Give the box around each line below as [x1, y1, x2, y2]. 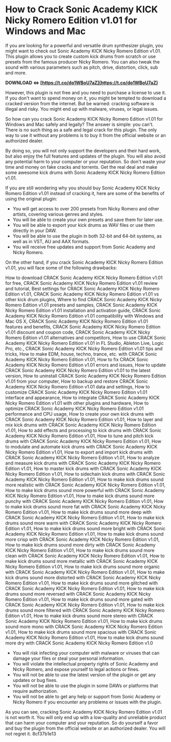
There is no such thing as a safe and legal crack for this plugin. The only [5, 127, 157, 133]
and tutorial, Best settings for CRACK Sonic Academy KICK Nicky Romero [5, 285, 160, 291]
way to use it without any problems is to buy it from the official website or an [5, 132, 166, 138]
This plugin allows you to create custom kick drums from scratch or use [5, 53, 156, 60]
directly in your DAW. [12, 227, 57, 233]
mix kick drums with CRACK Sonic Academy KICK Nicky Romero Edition [5, 422, 157, 428]
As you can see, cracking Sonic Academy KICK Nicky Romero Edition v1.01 [5, 709, 162, 715]
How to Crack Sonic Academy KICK [5, 4, 158, 15]
